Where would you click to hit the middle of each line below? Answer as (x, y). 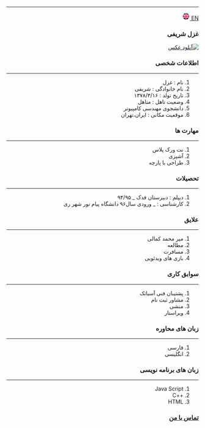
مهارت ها (187, 130)
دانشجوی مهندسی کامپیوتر (153, 108)
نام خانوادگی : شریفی (159, 89)
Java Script (169, 389)
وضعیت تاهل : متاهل (160, 101)
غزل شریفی (183, 34)
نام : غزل (173, 82)
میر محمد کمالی (165, 238)
